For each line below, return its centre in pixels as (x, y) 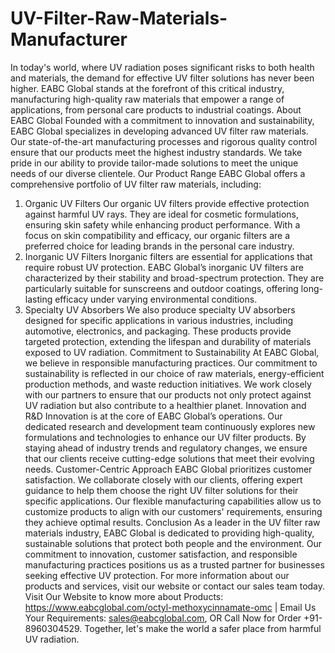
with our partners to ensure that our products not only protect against (168, 394)
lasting (38, 299)
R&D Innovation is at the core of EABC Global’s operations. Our (153, 416)
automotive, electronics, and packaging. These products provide (158, 331)
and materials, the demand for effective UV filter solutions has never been (162, 78)
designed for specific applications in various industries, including (158, 320)
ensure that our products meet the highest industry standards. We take (156, 152)
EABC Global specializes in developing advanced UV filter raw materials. (159, 131)
